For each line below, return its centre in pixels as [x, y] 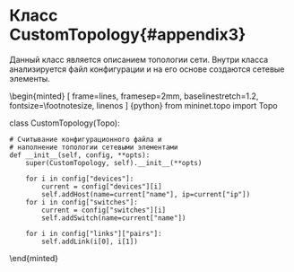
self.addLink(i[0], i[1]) [90, 241]
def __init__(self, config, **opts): [80, 155]
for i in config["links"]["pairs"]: [94, 233]
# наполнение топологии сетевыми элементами [94, 147]
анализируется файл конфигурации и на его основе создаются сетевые [147, 69]
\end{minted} [34, 258]
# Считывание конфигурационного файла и [86, 139]
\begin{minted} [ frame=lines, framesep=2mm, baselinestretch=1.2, [134, 96]
